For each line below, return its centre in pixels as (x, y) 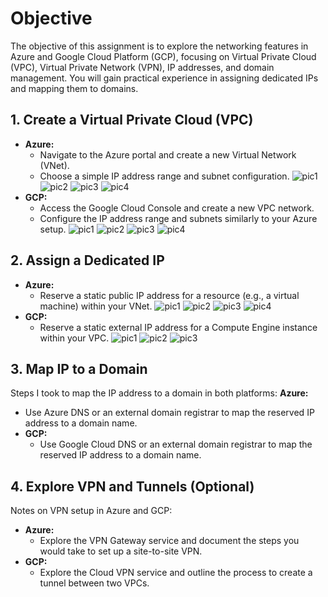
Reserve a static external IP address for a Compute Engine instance (178, 327)
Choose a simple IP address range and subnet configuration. (164, 176)
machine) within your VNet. (96, 306)
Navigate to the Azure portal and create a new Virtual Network (168, 154)
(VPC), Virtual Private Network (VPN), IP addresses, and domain (142, 67)
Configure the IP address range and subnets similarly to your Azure (178, 218)
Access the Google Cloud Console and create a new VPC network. (177, 208)
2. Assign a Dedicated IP (87, 260)
